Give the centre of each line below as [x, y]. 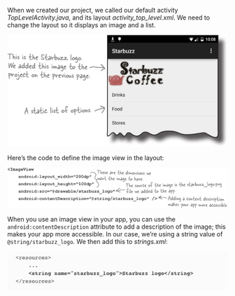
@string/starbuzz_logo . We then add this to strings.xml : [87, 241]
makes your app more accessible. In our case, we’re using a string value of [115, 234]
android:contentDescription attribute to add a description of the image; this [116, 227]
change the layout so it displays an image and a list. [81, 25]
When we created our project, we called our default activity [93, 10]
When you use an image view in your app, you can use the [92, 219]
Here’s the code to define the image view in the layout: [86, 158]
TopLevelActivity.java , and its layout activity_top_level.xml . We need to [109, 18]
